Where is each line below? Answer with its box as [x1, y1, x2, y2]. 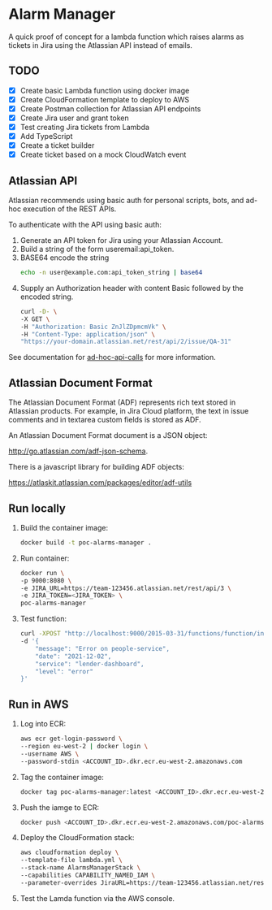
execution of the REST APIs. [23, 204, 117, 214]
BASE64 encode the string [19, 253, 110, 262]
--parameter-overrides [19, 878, 97, 886]
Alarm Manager [8, 5, 116, 24]
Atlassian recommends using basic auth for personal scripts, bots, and [8, 196, 244, 206]
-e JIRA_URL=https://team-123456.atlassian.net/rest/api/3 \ [19, 584, 232, 592]
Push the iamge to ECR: [19, 802, 100, 812]
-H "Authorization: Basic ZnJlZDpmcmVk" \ [19, 323, 166, 331]
